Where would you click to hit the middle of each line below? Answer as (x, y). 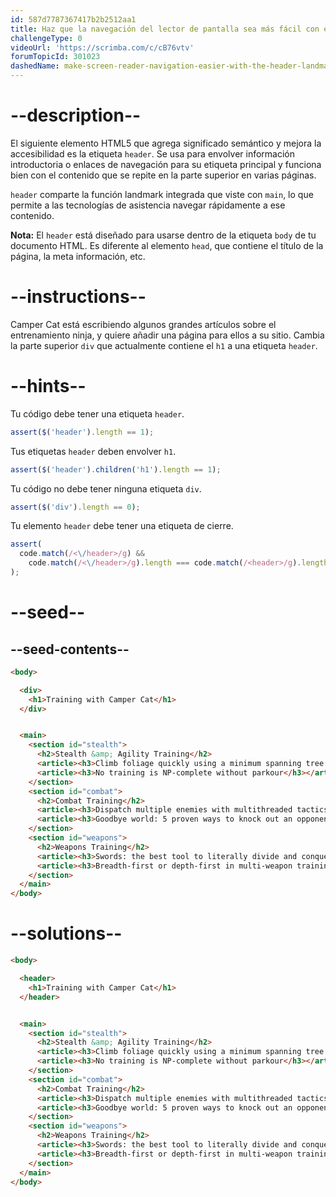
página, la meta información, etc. (78, 256)
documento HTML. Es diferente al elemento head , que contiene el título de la (167, 245)
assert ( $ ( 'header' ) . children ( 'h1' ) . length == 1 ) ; (116, 469)
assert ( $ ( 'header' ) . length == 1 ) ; (82, 432)
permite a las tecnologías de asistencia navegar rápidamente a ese (148, 205)
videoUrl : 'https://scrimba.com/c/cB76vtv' (102, 47)
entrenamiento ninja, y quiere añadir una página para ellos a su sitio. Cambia (167, 335)
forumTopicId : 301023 (55, 57)
